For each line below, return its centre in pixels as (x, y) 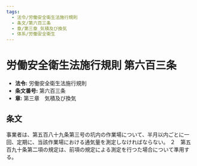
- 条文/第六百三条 (31, 23)
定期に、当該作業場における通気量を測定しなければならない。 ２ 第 (101, 142)
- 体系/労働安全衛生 (34, 34)
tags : (13, 12)
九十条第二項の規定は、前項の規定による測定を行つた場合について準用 (98, 149)
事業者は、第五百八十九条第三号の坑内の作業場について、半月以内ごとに (95, 134)
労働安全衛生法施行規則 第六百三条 (91, 66)
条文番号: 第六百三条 (40, 91)
